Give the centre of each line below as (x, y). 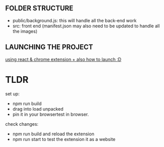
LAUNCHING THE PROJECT (49, 47)
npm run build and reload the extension (53, 134)
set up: (12, 93)
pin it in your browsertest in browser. (51, 114)
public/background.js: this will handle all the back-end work (74, 20)
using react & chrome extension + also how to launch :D (63, 59)
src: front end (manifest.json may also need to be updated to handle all (86, 26)
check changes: (22, 124)
